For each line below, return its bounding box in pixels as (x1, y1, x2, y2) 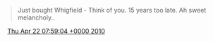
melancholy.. (17, 13, 55, 22)
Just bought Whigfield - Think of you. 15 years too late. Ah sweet (17, 6, 207, 14)
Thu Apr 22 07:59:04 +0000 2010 (6, 27, 106, 35)
